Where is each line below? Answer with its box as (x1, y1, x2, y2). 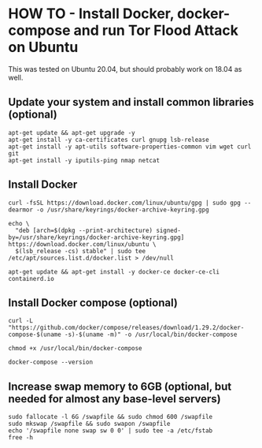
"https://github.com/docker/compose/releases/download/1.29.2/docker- (8, 324, 245, 332)
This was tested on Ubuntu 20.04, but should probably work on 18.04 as (8, 64, 242, 73)
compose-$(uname (8, 330, 61, 339)
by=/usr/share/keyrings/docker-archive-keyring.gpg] (8, 233, 185, 241)
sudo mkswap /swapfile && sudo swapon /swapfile (8, 420, 171, 428)
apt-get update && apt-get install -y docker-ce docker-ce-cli (8, 267, 220, 276)
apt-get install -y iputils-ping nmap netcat (8, 156, 160, 164)
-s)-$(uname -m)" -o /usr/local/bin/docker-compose (64, 330, 238, 339)
